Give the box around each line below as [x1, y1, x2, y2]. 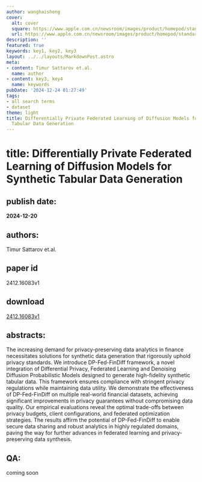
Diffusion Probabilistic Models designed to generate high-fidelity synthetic [6, 372, 191, 379]
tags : [6, 93, 20, 99]
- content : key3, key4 [6, 76, 63, 82]
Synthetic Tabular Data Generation [6, 172, 183, 186]
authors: [6, 230, 39, 240]
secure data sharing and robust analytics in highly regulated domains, [6, 423, 179, 430]
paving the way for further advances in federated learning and [6, 429, 161, 437]
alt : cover [11, 20, 39, 26]
